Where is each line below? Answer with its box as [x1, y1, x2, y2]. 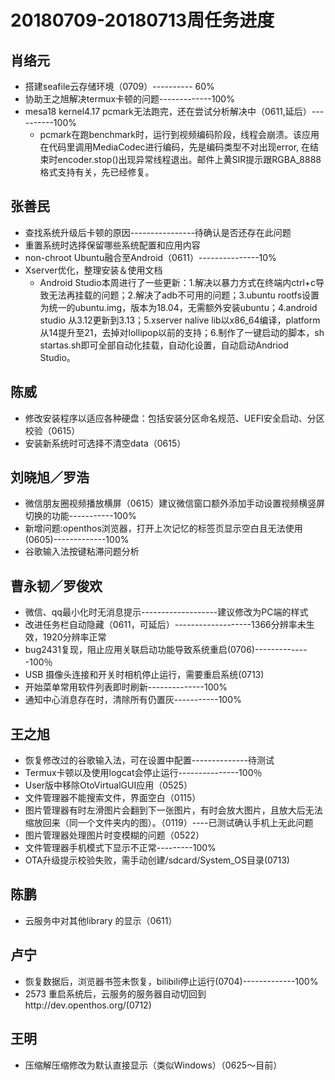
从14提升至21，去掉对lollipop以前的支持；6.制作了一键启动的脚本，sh [39, 326, 325, 338]
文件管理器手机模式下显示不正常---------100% [24, 842, 217, 854]
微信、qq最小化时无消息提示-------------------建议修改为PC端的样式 [24, 606, 309, 618]
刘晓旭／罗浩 [10, 469, 90, 486]
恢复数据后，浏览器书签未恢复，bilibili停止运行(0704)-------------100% [24, 975, 319, 987]
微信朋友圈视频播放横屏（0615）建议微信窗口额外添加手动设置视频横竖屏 [24, 497, 326, 510]
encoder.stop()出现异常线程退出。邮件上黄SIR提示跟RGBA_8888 [57, 154, 322, 165]
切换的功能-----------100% [24, 510, 137, 522]
